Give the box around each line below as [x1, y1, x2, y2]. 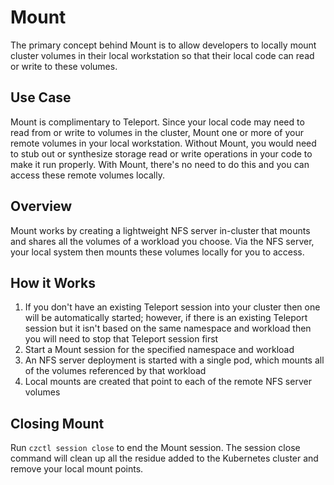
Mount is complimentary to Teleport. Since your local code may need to [10, 116, 305, 128]
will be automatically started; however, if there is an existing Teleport [24, 312, 308, 324]
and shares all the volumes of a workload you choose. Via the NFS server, [10, 235, 315, 247]
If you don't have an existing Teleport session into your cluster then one [24, 301, 321, 313]
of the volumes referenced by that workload [24, 365, 207, 377]
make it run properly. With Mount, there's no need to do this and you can [10, 158, 310, 170]
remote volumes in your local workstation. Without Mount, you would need [10, 137, 317, 149]
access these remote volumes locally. [10, 169, 165, 181]
